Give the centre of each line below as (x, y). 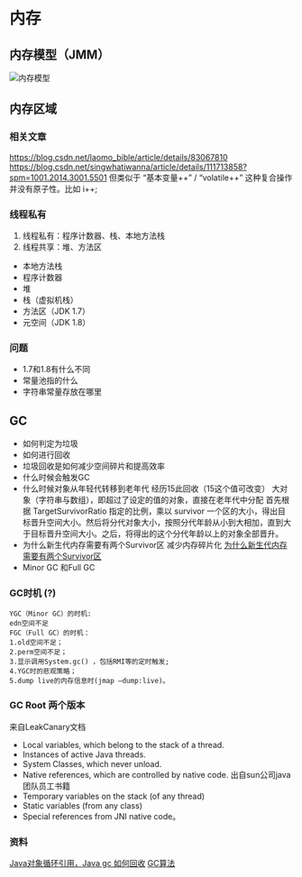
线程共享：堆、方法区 (62, 247)
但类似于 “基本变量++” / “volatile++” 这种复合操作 (201, 178)
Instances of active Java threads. (84, 754)
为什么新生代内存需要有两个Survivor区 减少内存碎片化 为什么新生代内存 (155, 545)
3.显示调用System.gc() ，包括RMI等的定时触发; (89, 662)
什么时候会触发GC (56, 478)
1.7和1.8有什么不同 (56, 370)
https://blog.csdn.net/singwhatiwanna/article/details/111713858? (128, 167)
